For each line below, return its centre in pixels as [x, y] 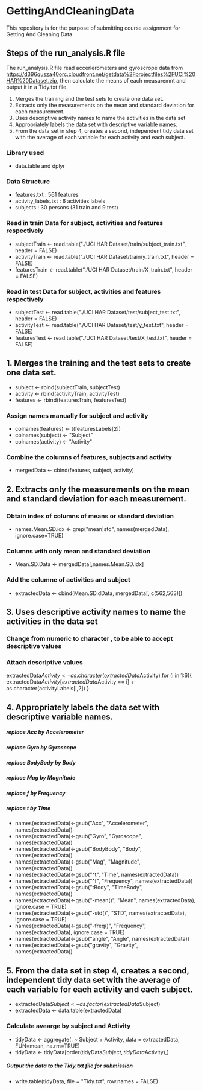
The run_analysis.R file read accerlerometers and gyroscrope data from [95, 68]
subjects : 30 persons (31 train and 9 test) [66, 208]
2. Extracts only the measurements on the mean [98, 489]
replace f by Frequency [36, 793]
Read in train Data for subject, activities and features [85, 223]
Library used [25, 153]
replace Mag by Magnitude [41, 778]
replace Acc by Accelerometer [45, 732]
